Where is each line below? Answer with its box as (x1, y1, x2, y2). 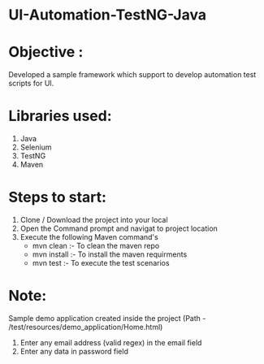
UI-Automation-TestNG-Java (8, 6, 207, 24)
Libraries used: (8, 107, 112, 125)
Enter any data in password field (19, 346, 128, 356)
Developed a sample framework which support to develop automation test (8, 70, 257, 80)
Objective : (8, 43, 84, 62)
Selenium (19, 142, 52, 152)
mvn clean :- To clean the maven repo (32, 241, 160, 250)
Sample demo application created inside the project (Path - (8, 313, 206, 323)
